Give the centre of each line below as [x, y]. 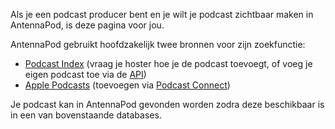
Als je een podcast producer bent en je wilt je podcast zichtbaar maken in [162, 14]
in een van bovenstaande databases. [86, 115]
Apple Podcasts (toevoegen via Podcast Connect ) [127, 85]
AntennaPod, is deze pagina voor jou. [87, 25]
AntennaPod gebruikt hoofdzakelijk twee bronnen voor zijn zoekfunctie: [158, 44]
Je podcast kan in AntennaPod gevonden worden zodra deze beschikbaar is [167, 104]
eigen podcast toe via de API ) [85, 74]
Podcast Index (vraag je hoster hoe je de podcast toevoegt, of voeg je [168, 63]
